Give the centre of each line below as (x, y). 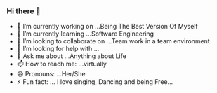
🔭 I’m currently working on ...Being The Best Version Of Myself (107, 27)
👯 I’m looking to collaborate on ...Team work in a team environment (113, 41)
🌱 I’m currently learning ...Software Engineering (85, 34)
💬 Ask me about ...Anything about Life (72, 56)
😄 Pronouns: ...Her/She (51, 74)
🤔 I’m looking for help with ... (58, 49)
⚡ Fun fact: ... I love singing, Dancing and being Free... (95, 82)
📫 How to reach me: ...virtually (61, 64)
